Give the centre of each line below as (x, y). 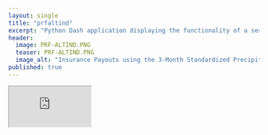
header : (21, 38)
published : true (35, 67)
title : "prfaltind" (41, 23)
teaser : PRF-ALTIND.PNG (55, 52)
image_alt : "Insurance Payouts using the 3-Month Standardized (122, 60)
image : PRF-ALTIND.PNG (53, 45)
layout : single (33, 15)
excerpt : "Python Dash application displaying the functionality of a (128, 30)
